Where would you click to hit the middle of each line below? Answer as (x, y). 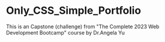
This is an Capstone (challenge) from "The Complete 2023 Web (83, 26)
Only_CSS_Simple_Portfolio (74, 11)
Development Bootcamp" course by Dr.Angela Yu (65, 32)
